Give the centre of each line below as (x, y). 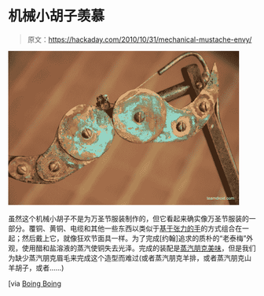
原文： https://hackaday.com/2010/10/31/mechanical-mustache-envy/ (139, 39)
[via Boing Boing (35, 283)
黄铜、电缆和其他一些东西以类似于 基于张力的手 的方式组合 (142, 228)
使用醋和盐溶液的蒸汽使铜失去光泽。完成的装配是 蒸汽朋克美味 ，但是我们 (139, 248)
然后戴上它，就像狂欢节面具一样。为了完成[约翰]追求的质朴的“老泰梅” (134, 238)
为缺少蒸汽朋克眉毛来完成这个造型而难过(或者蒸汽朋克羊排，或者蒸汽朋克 (126, 257)
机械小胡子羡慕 (57, 16)
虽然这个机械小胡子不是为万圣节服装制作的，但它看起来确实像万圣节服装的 (128, 218)
